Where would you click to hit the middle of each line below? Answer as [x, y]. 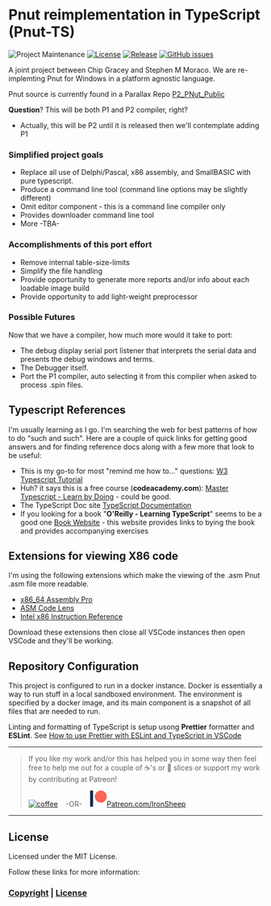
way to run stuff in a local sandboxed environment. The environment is [125, 694]
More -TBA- [40, 224]
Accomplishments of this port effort [80, 245]
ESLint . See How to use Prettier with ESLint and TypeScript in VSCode [125, 736]
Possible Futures [42, 318]
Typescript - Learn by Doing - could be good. [96, 497]
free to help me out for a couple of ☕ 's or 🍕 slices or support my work [144, 768]
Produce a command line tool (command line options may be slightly [134, 189]
